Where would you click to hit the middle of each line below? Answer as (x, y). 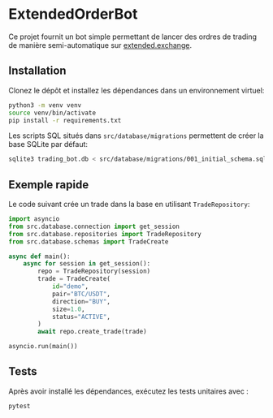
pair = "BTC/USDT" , (81, 294)
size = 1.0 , (68, 309)
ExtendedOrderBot (73, 14)
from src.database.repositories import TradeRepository (105, 234)
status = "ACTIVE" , (81, 317)
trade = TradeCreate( (74, 279)
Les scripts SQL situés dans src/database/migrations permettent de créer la (136, 136)
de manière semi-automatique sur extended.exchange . (100, 45)
